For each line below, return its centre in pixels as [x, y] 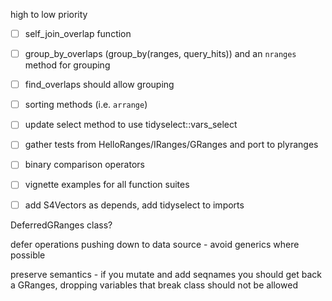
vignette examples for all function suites [107, 185]
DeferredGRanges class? [61, 225]
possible [28, 255]
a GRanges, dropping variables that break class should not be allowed [154, 285]
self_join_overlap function [78, 33]
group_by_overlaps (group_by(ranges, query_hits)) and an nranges [160, 54]
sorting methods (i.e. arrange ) [86, 105]
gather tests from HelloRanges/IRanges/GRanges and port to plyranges [171, 145]
